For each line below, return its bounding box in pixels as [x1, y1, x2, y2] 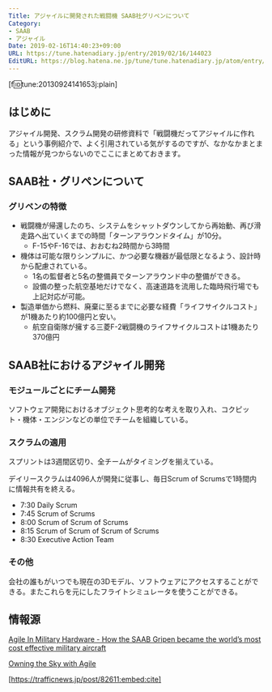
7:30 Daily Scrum [19, 500, 79, 510]
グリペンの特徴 [8, 201, 67, 211]
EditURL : [8, 58, 38, 66]
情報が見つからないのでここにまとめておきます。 [22, 148, 185, 158]
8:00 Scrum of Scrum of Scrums [19, 518, 129, 528]
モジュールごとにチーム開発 [8, 384, 116, 395]
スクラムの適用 [8, 437, 67, 448]
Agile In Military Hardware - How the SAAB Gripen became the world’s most [8, 634, 261, 644]
